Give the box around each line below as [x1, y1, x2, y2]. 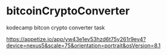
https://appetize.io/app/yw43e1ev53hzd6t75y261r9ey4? [6, 35, 146, 42]
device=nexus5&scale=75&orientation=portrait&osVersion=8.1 [6, 42, 161, 49]
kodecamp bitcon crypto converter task [6, 24, 105, 31]
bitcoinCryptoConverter [6, 4, 130, 18]
